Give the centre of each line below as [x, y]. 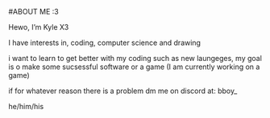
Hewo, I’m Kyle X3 [39, 27]
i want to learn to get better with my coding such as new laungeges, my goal [135, 58]
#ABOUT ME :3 [33, 12]
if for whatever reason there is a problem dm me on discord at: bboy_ [123, 91]
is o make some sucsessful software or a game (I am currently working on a [134, 67]
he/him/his [26, 106]
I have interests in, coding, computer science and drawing [105, 43]
